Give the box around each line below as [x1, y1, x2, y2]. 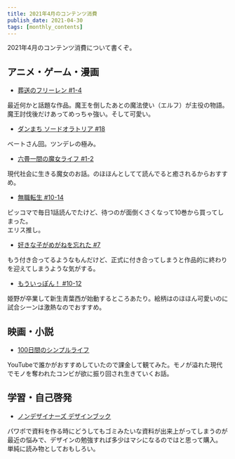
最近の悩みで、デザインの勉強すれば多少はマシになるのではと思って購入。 [7, 435, 222, 444]
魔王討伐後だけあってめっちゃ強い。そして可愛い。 [7, 110, 154, 118]
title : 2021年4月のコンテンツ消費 [7, 10, 98, 18]
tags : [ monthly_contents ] [7, 23, 83, 30]
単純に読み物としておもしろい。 [7, 444, 100, 453]
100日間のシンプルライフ [17, 346, 90, 354]
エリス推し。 [7, 226, 44, 234]
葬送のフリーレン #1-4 [17, 86, 82, 95]
